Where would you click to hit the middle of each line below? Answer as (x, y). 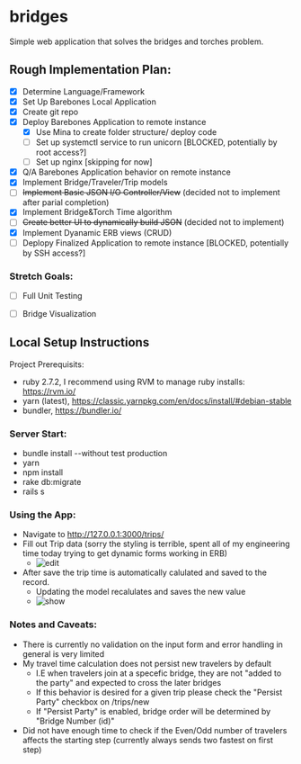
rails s (33, 491)
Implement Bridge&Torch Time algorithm (97, 212)
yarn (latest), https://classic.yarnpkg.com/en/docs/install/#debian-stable (157, 400)
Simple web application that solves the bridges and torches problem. (137, 41)
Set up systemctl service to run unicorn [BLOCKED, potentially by (156, 142)
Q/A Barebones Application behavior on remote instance (126, 172)
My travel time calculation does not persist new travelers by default (147, 663)
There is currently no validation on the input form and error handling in (152, 644)
